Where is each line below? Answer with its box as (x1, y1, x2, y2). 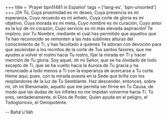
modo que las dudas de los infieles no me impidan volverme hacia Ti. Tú (5, 89, 154, 95)
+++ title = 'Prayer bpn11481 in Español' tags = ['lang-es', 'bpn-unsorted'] (5, 4, 157, 10)
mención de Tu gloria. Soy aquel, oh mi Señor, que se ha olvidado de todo (5, 57, 157, 63)
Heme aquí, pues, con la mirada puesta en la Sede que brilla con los (5, 73, 145, 79)
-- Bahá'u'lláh (5, 109, 33, 115)
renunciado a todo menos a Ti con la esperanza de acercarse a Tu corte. (5, 68, 155, 74)
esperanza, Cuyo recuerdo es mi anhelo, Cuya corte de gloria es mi (5, 15, 144, 20)
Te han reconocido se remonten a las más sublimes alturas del (5, 36, 134, 42)
